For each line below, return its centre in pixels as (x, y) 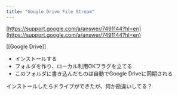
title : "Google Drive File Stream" (50, 12)
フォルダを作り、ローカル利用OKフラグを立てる (73, 66)
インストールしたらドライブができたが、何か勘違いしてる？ (79, 86)
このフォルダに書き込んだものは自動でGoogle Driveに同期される (94, 73)
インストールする (36, 58)
